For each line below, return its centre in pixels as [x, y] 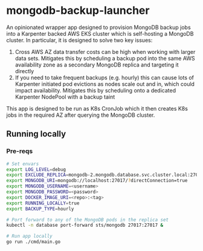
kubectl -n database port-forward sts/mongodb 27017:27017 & [85, 225]
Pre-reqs [20, 151]
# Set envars [23, 164]
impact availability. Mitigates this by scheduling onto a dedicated [95, 90]
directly [24, 71]
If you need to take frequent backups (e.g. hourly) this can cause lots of [105, 77]
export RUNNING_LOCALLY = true [43, 203]
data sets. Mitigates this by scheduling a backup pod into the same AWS [105, 58]
